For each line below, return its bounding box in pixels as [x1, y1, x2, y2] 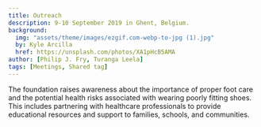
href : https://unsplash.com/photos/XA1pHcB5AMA [15, 48, 176, 56]
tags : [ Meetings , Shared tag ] [8, 63, 109, 71]
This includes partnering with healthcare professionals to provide [8, 101, 221, 110]
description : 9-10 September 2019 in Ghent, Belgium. [8, 19, 190, 27]
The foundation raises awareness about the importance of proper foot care [8, 84, 254, 94]
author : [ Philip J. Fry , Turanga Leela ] [8, 56, 144, 64]
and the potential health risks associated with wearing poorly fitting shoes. [8, 92, 252, 103]
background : [8, 26, 48, 34]
